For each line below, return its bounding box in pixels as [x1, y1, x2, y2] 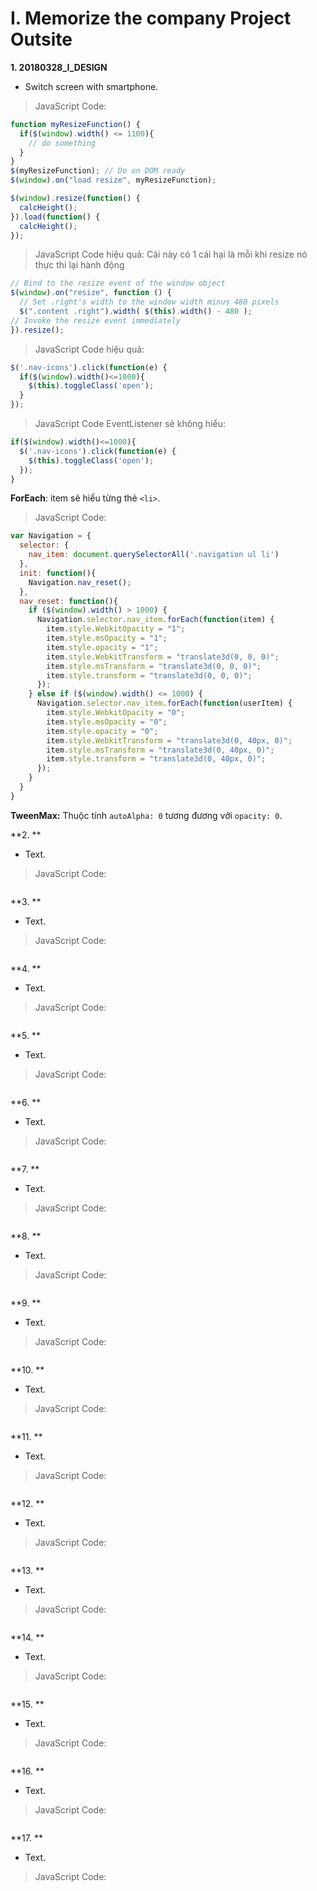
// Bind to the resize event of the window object [10, 278, 226, 289]
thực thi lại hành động [34, 259, 125, 271]
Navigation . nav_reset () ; [28, 577, 132, 587]
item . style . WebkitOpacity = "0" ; [46, 708, 186, 718]
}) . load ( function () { [10, 212, 101, 222]
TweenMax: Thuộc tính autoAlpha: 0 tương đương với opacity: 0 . [10, 809, 283, 821]
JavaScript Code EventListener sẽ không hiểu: [34, 418, 227, 430]
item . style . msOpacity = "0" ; [46, 717, 168, 727]
